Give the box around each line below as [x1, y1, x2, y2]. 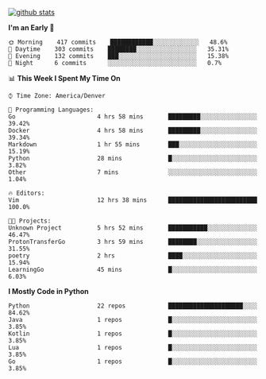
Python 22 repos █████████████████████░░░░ [8, 302, 258, 310]
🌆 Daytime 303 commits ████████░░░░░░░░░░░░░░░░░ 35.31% [8, 45, 229, 53]
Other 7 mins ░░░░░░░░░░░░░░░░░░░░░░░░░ [8, 168, 258, 176]
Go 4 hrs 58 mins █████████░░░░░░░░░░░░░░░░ [8, 113, 258, 121]
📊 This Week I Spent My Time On [8, 74, 121, 83]
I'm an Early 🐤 [8, 23, 55, 32]
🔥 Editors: [8, 189, 45, 197]
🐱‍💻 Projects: [8, 217, 52, 225]
